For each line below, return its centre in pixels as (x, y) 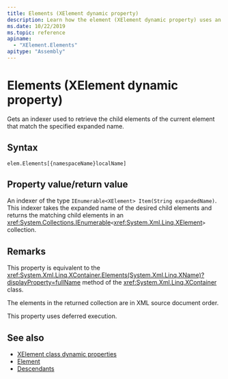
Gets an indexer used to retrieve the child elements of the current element (111, 119)
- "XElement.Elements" (45, 45)
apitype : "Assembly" (37, 52)
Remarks (27, 251)
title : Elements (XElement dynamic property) (73, 13)
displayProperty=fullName (44, 283)
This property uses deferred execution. (62, 316)
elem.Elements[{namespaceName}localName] (67, 164)
